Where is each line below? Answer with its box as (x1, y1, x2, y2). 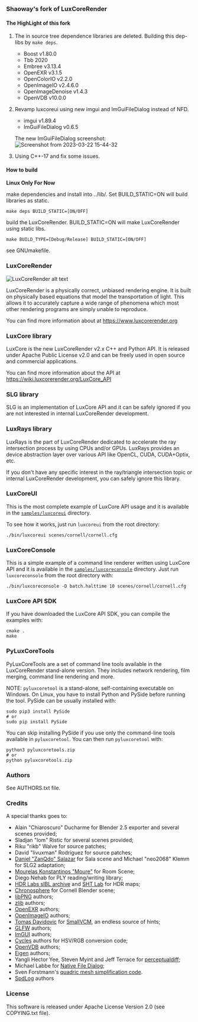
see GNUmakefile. (6, 247, 50, 254)
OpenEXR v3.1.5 (23, 69, 63, 76)
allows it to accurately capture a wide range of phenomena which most (6, 299, 179, 306)
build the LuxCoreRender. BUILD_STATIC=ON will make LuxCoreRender (6, 219, 180, 226)
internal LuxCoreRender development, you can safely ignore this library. (6, 475, 181, 482)
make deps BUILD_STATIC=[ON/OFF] (6, 209, 89, 215)
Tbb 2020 (23, 57, 48, 64)
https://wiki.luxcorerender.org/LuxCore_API (6, 375, 112, 383)
